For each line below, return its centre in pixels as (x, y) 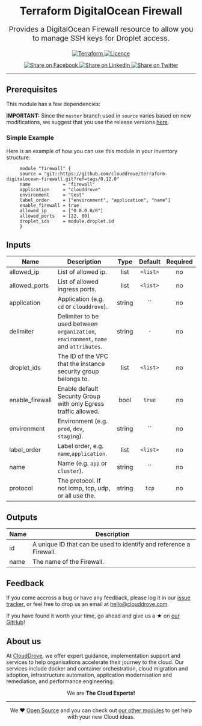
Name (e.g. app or (82, 464)
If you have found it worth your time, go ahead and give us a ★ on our (93, 616)
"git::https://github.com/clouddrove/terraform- (106, 174)
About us (24, 641)
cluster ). (70, 471)
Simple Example (30, 138)
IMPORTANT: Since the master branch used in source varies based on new (99, 116)
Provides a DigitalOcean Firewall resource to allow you (101, 29)
